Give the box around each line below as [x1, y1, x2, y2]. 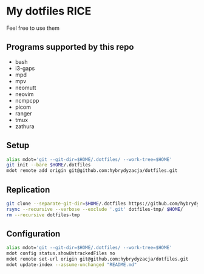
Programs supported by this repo [6, 42, 134, 52]
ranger [15, 109, 32, 117]
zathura [15, 123, 35, 130]
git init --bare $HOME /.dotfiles [6, 162, 91, 168]
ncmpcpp [15, 97, 39, 104]
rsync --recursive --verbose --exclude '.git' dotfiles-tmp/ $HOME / [6, 206, 183, 212]
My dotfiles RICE [6, 4, 92, 18]
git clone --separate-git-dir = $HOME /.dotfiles [6, 200, 126, 207]
